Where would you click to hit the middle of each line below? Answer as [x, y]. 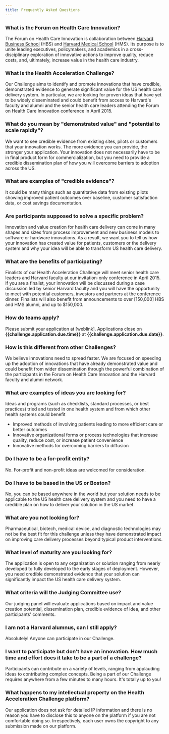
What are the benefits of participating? [54, 261]
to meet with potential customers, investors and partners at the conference [83, 294]
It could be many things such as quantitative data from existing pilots [77, 192]
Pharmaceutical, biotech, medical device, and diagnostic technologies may [83, 529]
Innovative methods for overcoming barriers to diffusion [71, 446]
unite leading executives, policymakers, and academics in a [67, 49]
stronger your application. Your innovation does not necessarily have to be [83, 152]
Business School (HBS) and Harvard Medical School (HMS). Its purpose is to [84, 44]
